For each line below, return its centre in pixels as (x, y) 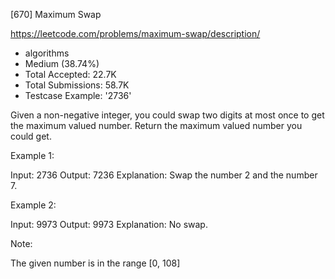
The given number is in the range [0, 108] (95, 263)
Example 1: (32, 155)
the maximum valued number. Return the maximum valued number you (156, 125)
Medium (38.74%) (62, 63)
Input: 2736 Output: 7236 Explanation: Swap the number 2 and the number (164, 175)
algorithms (47, 53)
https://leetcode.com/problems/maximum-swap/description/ (135, 33)
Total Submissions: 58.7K (77, 85)
